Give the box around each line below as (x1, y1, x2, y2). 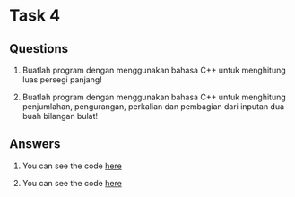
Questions (9, 41, 69, 56)
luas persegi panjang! (22, 74, 103, 85)
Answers (9, 136, 61, 152)
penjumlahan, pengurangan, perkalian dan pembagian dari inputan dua (22, 101, 285, 112)
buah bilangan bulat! (22, 111, 99, 121)
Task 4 (9, 5, 61, 26)
